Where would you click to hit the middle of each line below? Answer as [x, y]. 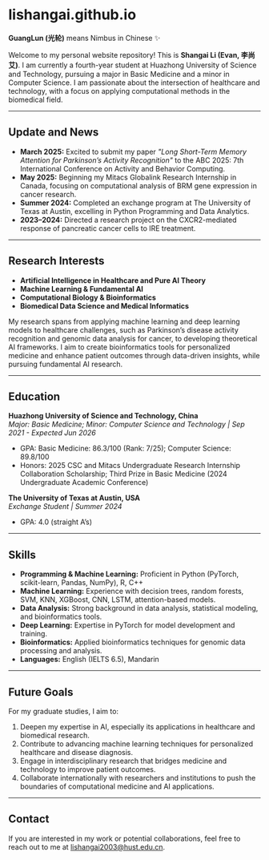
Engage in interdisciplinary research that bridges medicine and [123, 761]
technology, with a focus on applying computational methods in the [119, 91]
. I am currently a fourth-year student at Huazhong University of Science [138, 65]
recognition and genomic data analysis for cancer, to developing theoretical [133, 338]
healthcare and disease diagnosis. [76, 752]
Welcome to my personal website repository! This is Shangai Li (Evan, [124, 55]
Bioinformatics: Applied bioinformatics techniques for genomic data [132, 642]
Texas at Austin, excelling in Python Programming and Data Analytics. [134, 211]
